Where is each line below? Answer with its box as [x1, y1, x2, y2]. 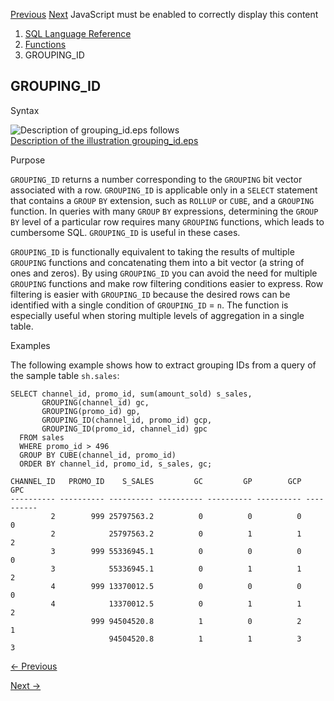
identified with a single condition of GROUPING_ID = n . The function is [10, 299, 289, 311]
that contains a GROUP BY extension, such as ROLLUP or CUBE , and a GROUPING [10, 194, 315, 206]
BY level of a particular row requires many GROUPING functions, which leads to [10, 215, 325, 228]
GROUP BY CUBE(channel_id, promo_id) [19, 450, 177, 460]
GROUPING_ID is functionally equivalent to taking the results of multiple [10, 245, 295, 258]
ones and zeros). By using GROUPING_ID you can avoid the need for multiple [10, 267, 318, 279]
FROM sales [19, 432, 65, 443]
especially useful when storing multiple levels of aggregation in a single [10, 309, 305, 321]
